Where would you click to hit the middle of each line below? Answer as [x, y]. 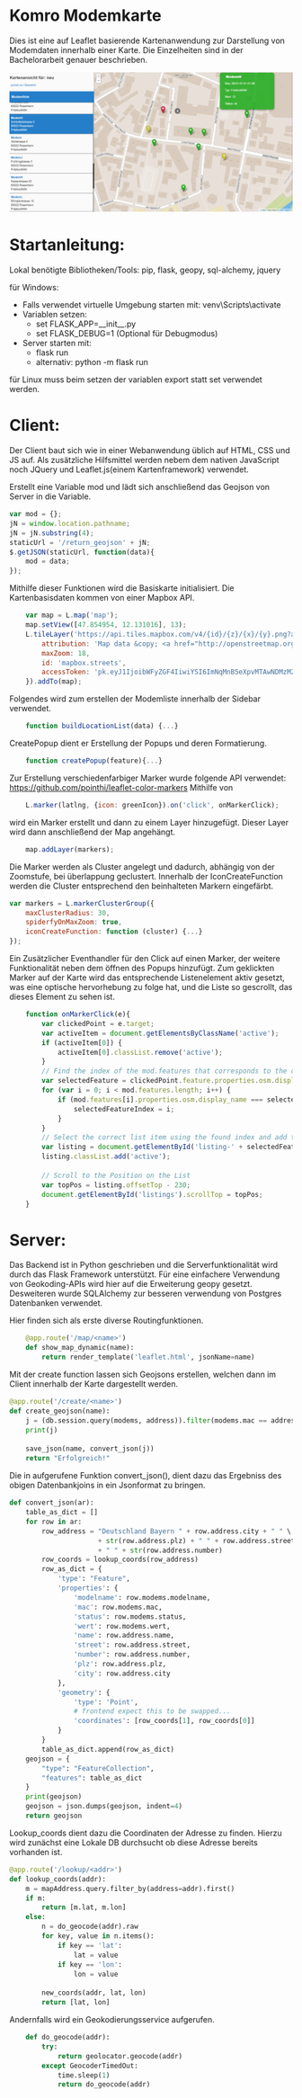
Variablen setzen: [54, 315]
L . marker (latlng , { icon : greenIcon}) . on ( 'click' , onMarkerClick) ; [152, 805]
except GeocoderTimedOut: [90, 2066]
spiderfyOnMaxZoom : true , [74, 923]
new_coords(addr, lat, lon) [94, 1993]
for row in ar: [54, 1522]
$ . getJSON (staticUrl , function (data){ [82, 552]
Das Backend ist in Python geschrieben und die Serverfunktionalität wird [144, 1265]
